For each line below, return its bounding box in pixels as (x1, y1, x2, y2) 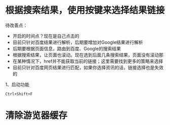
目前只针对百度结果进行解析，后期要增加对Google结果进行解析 (12, 39, 143, 45)
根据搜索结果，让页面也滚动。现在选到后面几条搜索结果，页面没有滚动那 (12, 51, 163, 58)
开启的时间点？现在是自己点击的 (12, 33, 79, 39)
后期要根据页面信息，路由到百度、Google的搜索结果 (12, 45, 121, 51)
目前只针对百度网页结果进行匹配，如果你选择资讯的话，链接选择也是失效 (12, 64, 163, 71)
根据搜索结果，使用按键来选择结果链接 (5, 5, 165, 16)
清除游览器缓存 (5, 110, 68, 121)
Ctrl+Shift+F (5, 91, 33, 96)
